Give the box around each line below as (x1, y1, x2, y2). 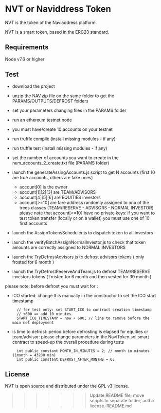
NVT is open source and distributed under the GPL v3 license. (5, 383, 129, 389)
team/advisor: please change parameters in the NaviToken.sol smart (12, 333, 149, 340)
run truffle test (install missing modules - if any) (12, 145, 107, 151)
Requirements (5, 43, 49, 52)
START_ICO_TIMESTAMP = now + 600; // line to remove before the (17, 316, 150, 321)
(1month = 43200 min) (12, 352, 56, 357)
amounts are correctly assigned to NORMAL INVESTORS (12, 244, 125, 250)
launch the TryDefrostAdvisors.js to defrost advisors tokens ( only (12, 254, 144, 260)
